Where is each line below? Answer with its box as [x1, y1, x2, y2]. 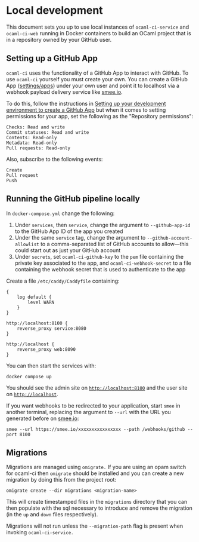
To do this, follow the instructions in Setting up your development [6, 100, 166, 107]
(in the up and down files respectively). [6, 511, 98, 518]
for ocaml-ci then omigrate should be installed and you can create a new [6, 470, 184, 477]
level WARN [27, 299, 55, 305]
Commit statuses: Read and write [6, 129, 89, 135]
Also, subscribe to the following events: [6, 155, 103, 163]
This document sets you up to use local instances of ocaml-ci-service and [6, 23, 189, 30]
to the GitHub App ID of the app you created [14, 228, 123, 235]
